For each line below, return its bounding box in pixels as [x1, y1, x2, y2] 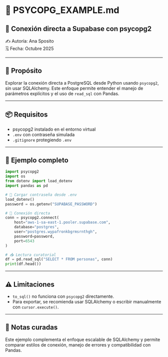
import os [5, 174, 26, 179]
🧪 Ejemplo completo [5, 156, 68, 165]
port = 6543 [14, 238, 35, 243]
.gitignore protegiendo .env [12, 137, 71, 143]
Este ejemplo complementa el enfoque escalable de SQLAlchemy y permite [5, 336, 160, 342]
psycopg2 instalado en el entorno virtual [12, 126, 96, 132]
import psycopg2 [5, 169, 39, 174]
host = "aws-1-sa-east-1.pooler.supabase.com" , [14, 220, 111, 225]
